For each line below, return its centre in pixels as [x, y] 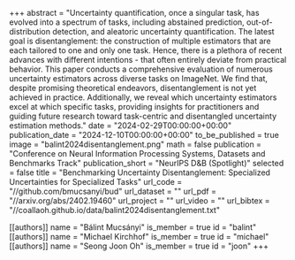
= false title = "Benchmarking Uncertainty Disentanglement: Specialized [140, 172]
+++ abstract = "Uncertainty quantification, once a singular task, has [134, 13]
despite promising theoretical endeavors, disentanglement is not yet [133, 88]
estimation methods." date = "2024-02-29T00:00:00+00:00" [121, 126]
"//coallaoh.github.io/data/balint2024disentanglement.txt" [115, 210]
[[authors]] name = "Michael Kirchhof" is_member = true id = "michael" [139, 237]
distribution [30, 31]
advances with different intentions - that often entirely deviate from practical [148, 60]
